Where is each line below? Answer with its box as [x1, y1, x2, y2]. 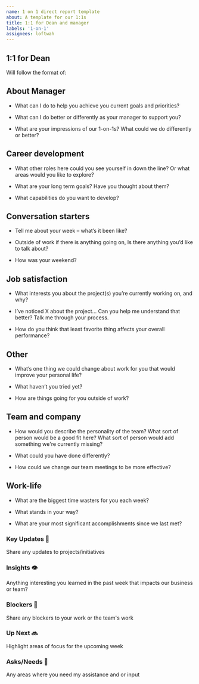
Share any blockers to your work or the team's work [6, 614, 134, 621]
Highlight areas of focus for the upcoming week [6, 642, 123, 649]
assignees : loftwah [6, 31, 55, 37]
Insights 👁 [6, 563, 38, 572]
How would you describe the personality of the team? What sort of [14, 427, 179, 435]
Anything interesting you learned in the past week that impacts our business [6, 580, 193, 587]
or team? [6, 586, 28, 593]
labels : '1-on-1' [6, 25, 49, 32]
